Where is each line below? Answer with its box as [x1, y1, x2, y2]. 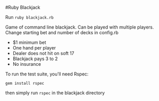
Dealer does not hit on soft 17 [12, 50, 74, 56]
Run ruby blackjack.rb [5, 14, 54, 20]
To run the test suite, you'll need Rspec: [5, 71, 89, 77]
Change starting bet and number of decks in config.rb [5, 30, 119, 35]
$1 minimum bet [12, 39, 46, 45]
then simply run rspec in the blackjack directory [5, 90, 105, 96]
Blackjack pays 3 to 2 [12, 56, 58, 62]
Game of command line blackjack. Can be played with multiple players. [5, 24, 154, 30]
